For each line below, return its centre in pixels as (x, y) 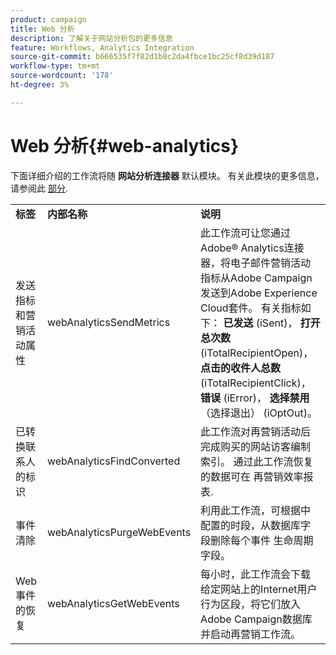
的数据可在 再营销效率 (252, 476)
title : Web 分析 (42, 29)
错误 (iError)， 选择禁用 (255, 398)
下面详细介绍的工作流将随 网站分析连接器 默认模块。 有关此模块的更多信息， (167, 175)
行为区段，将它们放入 (251, 604)
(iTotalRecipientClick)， (256, 383)
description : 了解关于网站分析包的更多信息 (91, 38)
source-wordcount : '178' (62, 76)
